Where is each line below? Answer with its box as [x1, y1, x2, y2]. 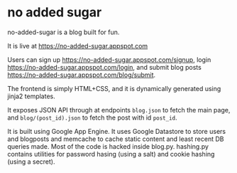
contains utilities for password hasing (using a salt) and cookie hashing [7, 150, 215, 158]
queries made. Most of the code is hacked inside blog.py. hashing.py [7, 142, 209, 150]
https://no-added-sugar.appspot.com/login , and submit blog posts [7, 63, 202, 71]
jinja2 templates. [7, 92, 55, 100]
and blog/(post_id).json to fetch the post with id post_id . [7, 113, 177, 122]
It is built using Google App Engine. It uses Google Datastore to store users [7, 127, 226, 135]
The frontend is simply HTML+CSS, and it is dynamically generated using [7, 84, 221, 93]
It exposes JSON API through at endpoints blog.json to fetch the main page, [7, 105, 231, 114]
